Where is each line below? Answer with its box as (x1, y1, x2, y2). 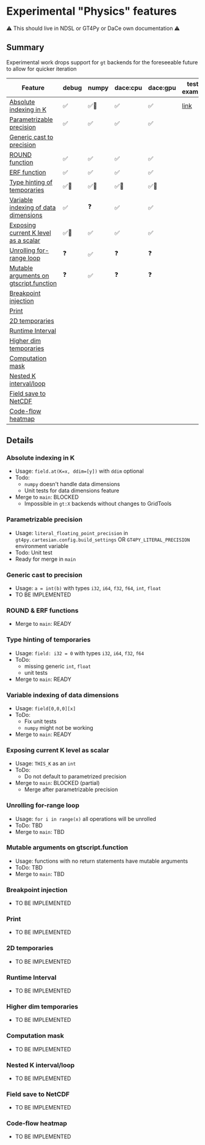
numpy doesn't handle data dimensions (24, 481, 120, 488)
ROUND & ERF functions (6, 606, 79, 615)
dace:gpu (148, 83, 176, 92)
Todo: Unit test (15, 549, 53, 556)
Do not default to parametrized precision (24, 773, 127, 780)
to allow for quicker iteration (6, 65, 77, 72)
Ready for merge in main (15, 555, 76, 563)
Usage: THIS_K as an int (15, 760, 76, 767)
